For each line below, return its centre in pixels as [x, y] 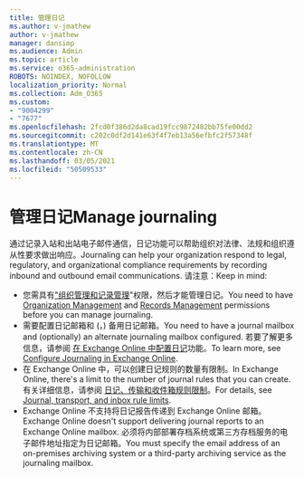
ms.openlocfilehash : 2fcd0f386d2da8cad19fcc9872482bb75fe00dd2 [131, 128]
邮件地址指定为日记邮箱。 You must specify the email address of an [155, 444]
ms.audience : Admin [46, 52]
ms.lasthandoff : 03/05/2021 [62, 161]
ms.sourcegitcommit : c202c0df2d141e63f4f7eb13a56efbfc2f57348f [131, 136]
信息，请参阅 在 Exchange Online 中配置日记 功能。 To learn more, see [152, 348]
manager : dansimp [42, 43]
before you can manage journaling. [88, 315]
